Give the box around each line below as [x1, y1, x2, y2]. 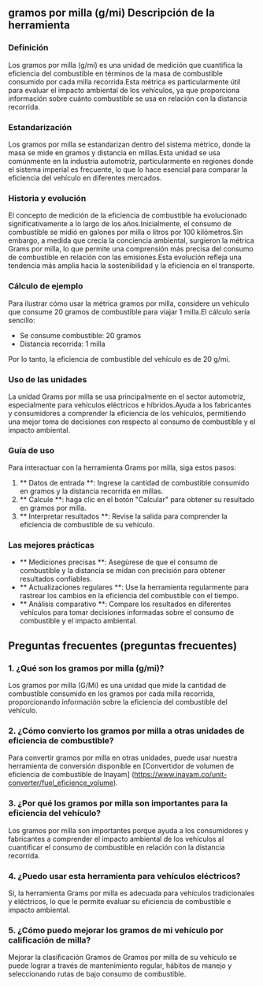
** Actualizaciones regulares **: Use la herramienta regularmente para [19, 582, 250, 592]
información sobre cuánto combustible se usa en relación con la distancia [8, 94, 247, 103]
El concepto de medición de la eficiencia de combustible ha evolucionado [8, 210, 247, 220]
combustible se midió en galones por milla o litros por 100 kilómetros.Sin [8, 228, 243, 237]
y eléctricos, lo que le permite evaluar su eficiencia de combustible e [8, 897, 232, 906]
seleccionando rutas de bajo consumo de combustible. [8, 969, 187, 979]
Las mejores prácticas [8, 540, 94, 551]
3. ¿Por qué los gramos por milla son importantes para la [8, 798, 228, 809]
